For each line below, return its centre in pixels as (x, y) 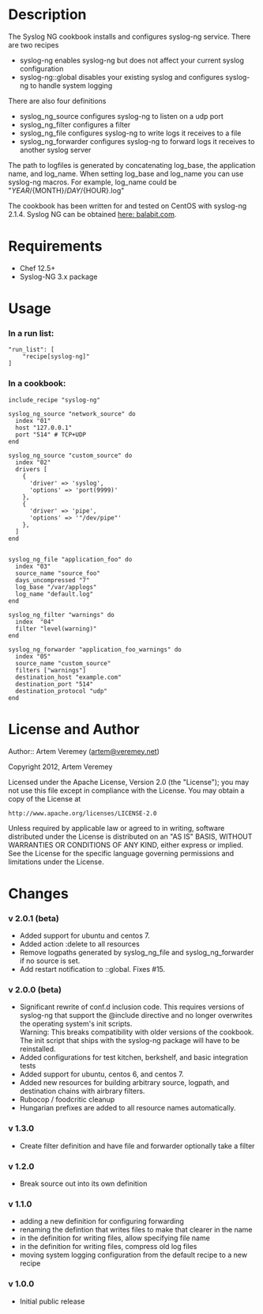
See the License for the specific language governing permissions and (121, 853)
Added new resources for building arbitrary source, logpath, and (124, 1083)
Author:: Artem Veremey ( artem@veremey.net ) (84, 751)
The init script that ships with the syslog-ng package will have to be (130, 1041)
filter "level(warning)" (56, 628)
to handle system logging (71, 86)
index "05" (33, 656)
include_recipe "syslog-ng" (54, 400)
